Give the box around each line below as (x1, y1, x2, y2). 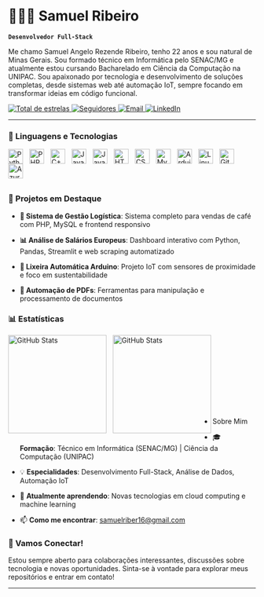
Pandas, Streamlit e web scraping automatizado (19, 247, 174, 256)
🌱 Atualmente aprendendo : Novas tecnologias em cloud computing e (19, 491, 246, 500)
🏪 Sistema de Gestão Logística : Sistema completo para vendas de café (19, 211, 251, 221)
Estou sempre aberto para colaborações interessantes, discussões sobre (8, 555, 245, 565)
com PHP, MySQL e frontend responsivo (19, 219, 151, 229)
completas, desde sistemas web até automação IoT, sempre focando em (8, 80, 244, 90)
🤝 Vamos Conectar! (8, 537, 84, 548)
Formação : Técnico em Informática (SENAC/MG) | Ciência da (19, 443, 218, 452)
